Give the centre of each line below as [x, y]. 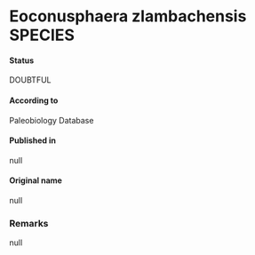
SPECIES [42, 35]
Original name [36, 180]
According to [34, 100]
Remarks [29, 223]
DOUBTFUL [30, 80]
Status [22, 60]
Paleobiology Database [52, 120]
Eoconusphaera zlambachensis [128, 16]
